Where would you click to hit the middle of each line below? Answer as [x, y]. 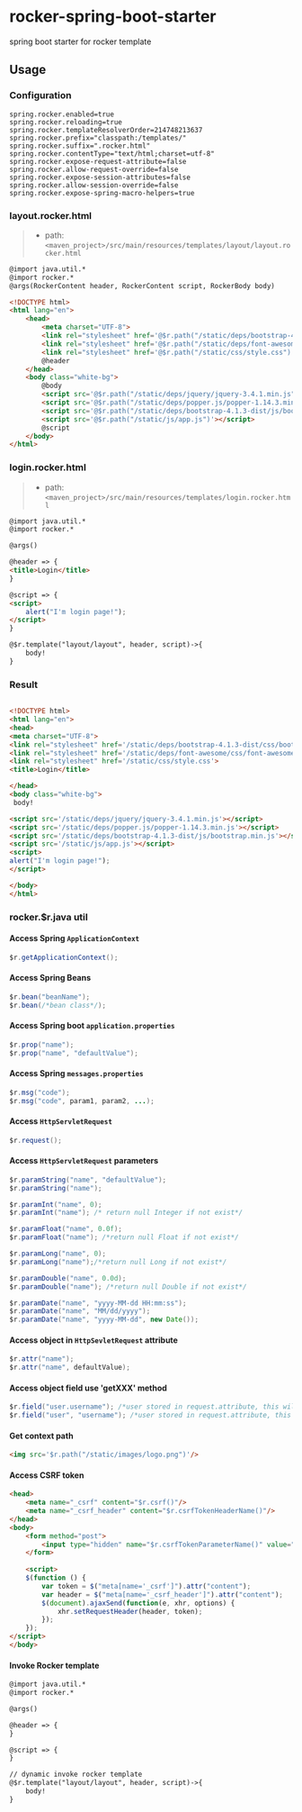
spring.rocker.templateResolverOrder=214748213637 [106, 130]
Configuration [40, 95]
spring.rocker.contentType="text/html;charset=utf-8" [112, 154]
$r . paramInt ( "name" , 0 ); [56, 1204]
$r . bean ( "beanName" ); [50, 997]
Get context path [41, 1436]
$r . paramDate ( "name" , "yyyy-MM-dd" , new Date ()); [104, 1320]
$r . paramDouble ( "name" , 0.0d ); [68, 1278]
